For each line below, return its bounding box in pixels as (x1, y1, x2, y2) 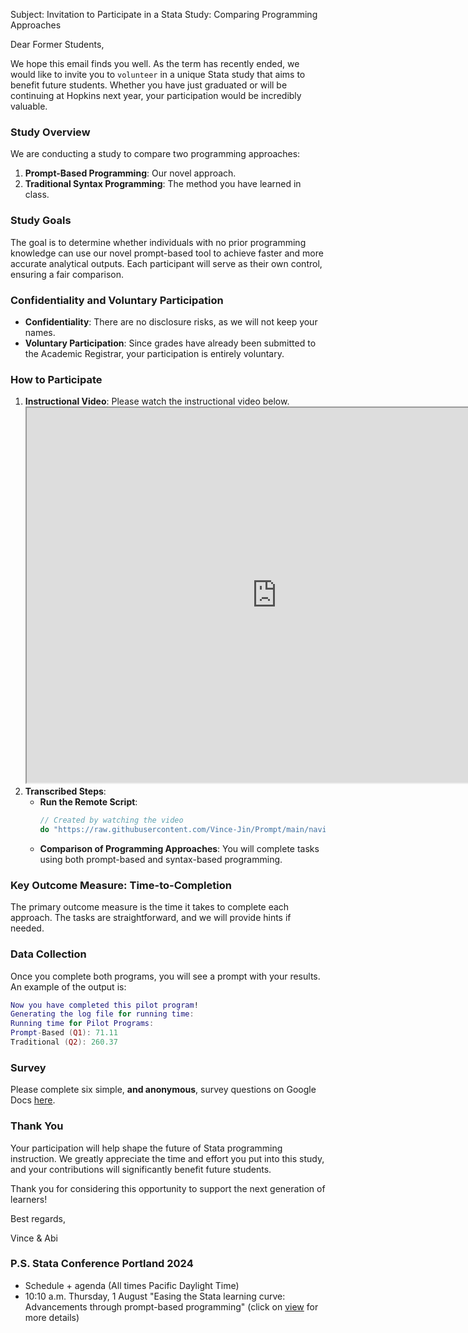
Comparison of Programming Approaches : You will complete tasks (39, 842, 320, 854)
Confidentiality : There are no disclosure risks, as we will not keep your (24, 315, 318, 328)
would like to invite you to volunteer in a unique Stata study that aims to (10, 69, 306, 80)
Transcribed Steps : (24, 785, 107, 798)
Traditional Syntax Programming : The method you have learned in (24, 178, 302, 190)
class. (24, 189, 50, 201)
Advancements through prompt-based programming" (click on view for (24, 1300, 319, 1313)
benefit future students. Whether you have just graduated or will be (10, 79, 288, 91)
